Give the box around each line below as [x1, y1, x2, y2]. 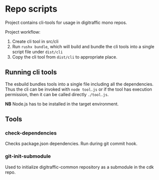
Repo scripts [5, 3, 58, 15]
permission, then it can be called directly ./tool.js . [5, 91, 109, 97]
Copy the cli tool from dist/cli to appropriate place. [12, 54, 118, 60]
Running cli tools [5, 68, 57, 77]
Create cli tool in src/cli [12, 38, 59, 44]
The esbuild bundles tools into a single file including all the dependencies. [5, 81, 154, 87]
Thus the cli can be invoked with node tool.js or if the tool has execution [5, 86, 152, 92]
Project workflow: [5, 29, 40, 35]
